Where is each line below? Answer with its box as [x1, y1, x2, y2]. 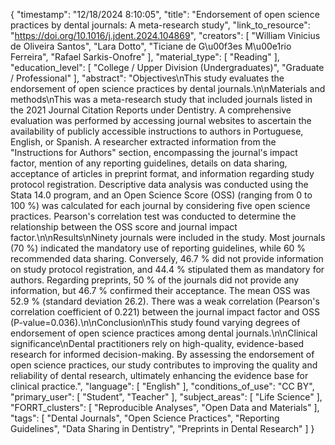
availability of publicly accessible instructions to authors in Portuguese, [10, 125, 304, 137]
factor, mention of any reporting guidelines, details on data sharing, [10, 157, 288, 169]
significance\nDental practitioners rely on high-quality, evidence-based [10, 338, 305, 349]
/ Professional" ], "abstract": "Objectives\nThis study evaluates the [10, 72, 285, 84]
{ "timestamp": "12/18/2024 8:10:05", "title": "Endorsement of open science [10, 9, 320, 20]
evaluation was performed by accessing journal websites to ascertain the [10, 115, 312, 126]
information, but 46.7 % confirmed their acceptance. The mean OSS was [10, 285, 311, 296]
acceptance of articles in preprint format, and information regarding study [10, 168, 315, 179]
